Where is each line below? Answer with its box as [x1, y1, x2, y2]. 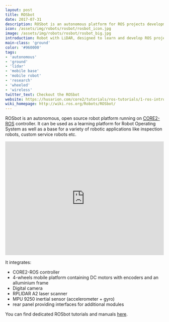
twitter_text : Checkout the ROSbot [5, 92, 80, 97]
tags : [5, 50, 17, 55]
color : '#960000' [5, 45, 42, 50]
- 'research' [5, 78, 33, 83]
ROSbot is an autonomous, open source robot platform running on [5, 115, 142, 121]
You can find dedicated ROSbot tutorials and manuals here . [5, 311, 128, 317]
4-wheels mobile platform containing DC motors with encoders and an [12, 274, 159, 281]
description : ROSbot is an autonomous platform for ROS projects [5, 21, 145, 27]
